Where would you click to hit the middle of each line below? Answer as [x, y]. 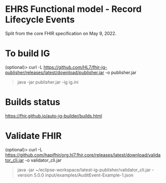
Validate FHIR [34, 136]
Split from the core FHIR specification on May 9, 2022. [61, 33]
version [25, 175]
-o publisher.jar [121, 72]
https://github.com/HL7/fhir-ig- [76, 67]
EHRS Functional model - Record [73, 9]
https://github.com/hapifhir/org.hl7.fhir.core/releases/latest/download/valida [83, 155]
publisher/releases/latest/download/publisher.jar [55, 72]
